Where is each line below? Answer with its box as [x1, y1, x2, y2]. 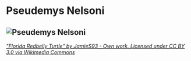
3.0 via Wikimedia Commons [6, 49, 75, 56]
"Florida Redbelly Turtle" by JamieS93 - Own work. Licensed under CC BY [6, 42, 185, 49]
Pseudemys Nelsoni [6, 4, 105, 17]
